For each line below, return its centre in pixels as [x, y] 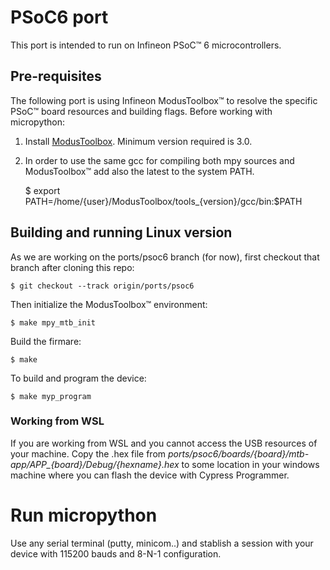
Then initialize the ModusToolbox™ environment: [109, 304]
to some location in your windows [250, 464]
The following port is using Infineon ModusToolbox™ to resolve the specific [164, 100]
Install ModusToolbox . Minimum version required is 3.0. [138, 141]
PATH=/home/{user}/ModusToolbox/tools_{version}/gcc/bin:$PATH [163, 201]
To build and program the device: [78, 378]
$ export [42, 190]
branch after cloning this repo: [72, 267]
